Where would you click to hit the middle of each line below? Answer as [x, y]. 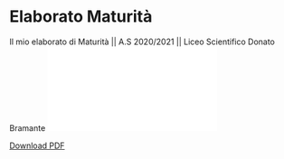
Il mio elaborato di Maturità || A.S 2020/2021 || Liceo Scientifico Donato [142, 42]
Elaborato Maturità [81, 17]
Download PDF [37, 145]
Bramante [28, 127]
